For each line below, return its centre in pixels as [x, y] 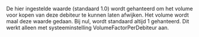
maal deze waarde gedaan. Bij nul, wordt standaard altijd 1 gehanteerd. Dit [98, 21]
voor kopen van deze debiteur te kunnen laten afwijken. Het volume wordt [97, 15]
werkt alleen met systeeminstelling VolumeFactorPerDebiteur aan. [88, 27]
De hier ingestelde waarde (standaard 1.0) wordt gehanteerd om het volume [100, 9]
